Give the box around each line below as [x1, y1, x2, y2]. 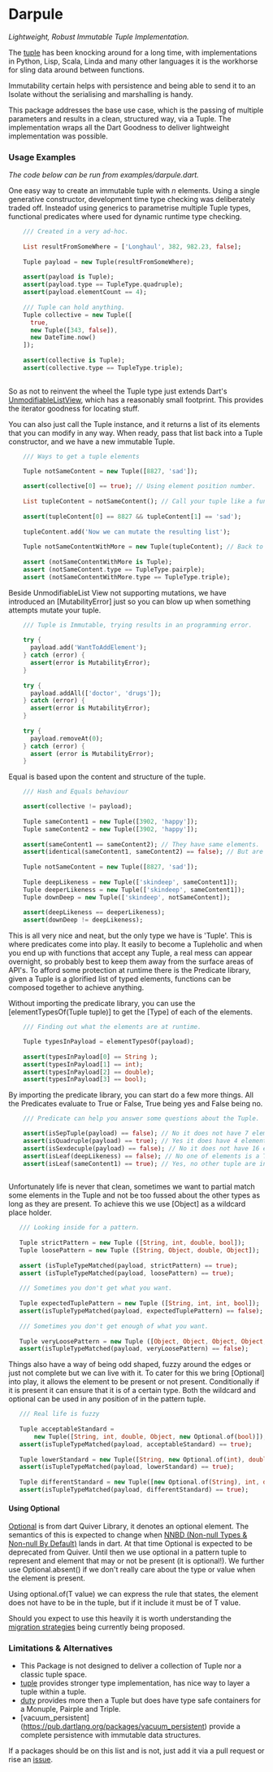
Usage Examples [8, 152, 76, 163]
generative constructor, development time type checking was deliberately [8, 195, 256, 204]
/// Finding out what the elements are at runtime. [23, 1023, 201, 1031]
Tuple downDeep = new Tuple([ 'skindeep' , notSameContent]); [23, 893, 231, 901]
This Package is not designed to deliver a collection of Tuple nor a [19, 1661, 242, 1671]
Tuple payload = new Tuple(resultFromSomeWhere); [23, 257, 195, 266]
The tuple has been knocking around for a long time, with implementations [8, 47, 258, 57]
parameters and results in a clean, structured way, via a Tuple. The [8, 113, 232, 123]
